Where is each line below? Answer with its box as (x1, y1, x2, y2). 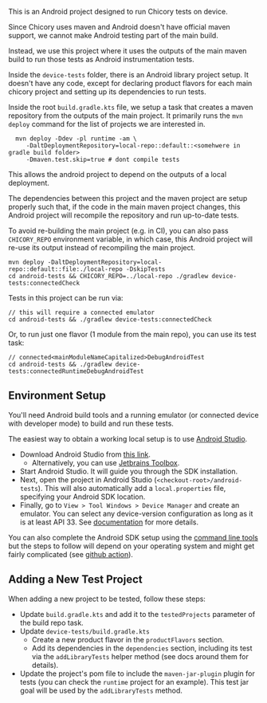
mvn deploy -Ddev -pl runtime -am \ (15, 135, 137, 143)
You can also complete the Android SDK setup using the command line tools (8, 532, 259, 542)
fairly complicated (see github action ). (8, 549, 134, 559)
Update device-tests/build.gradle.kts (19, 626, 150, 636)
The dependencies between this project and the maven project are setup (8, 194, 248, 202)
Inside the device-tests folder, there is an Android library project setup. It (8, 70, 249, 79)
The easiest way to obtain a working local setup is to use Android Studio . (8, 434, 248, 443)
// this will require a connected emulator (8, 308, 155, 316)
